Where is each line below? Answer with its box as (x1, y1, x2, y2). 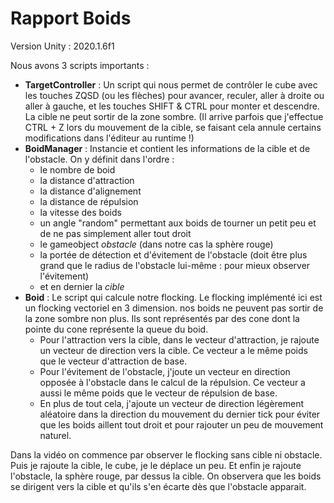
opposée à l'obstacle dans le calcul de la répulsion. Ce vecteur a (39, 376, 306, 388)
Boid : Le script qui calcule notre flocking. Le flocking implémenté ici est (24, 291, 323, 303)
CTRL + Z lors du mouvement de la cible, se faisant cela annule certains (24, 121, 322, 133)
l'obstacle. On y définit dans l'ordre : (24, 153, 175, 165)
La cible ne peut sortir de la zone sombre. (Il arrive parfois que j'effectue (24, 110, 324, 122)
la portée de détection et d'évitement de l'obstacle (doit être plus (39, 248, 308, 261)
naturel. (39, 429, 72, 441)
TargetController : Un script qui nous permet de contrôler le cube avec (24, 78, 318, 91)
